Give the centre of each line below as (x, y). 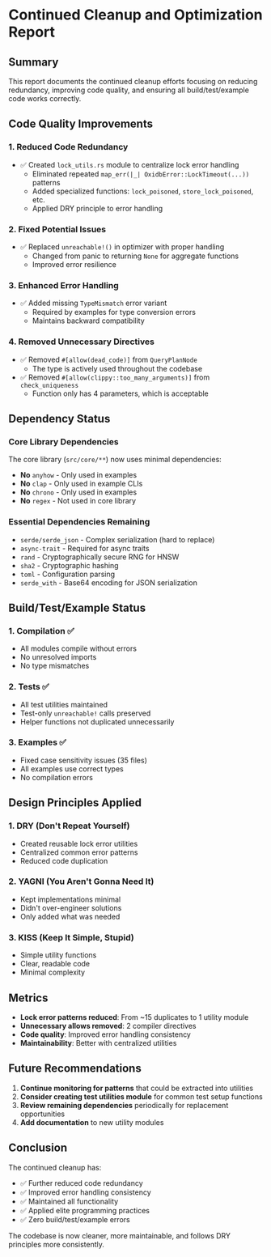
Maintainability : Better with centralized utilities (98, 1043)
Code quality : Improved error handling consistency (106, 1034)
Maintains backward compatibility (89, 321)
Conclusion (38, 1148)
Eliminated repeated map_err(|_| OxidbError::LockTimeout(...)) (141, 174)
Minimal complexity (53, 972)
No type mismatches (55, 666)
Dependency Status (59, 418)
